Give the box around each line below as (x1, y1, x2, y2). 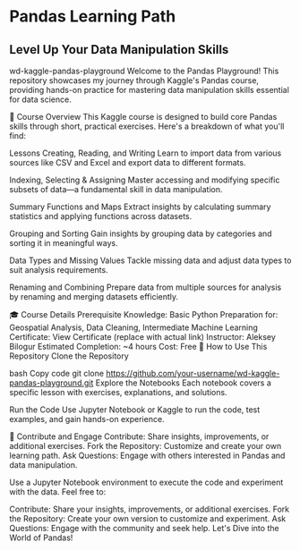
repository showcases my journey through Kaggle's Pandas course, (9, 75, 260, 86)
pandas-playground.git (9, 377, 94, 388)
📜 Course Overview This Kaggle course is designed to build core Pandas (9, 112, 278, 122)
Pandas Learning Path (9, 6, 176, 27)
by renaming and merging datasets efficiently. (9, 292, 179, 301)
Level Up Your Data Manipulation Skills (9, 42, 229, 57)
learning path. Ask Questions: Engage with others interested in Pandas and (9, 450, 286, 461)
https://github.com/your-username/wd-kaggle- (106, 368, 280, 378)
